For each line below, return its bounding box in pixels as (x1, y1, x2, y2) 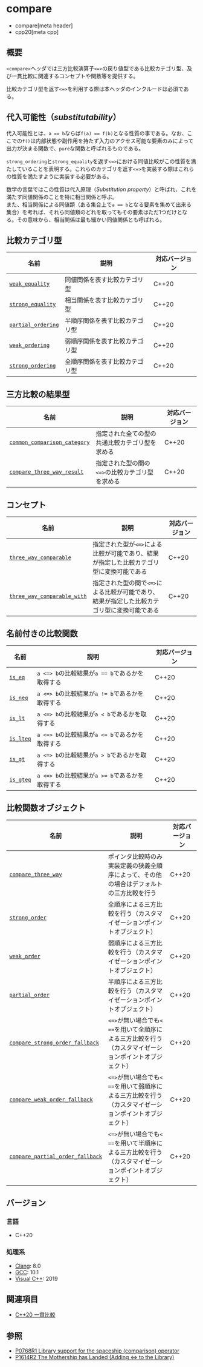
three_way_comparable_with (9, 593, 87, 599)
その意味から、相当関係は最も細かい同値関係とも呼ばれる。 (16, 216, 165, 223)
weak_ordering (9, 342, 50, 349)
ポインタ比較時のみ (108, 852, 163, 861)
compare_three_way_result (9, 469, 84, 475)
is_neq (9, 694, 28, 701)
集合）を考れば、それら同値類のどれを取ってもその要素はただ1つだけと (6, 208, 182, 215)
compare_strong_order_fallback (9, 1039, 100, 1046)
